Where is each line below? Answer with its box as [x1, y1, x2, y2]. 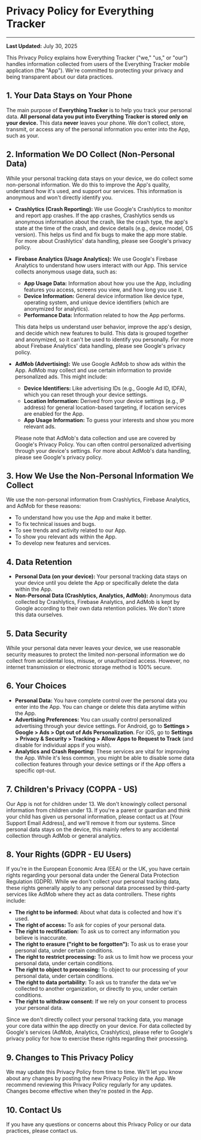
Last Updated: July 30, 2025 [6, 42, 78, 49]
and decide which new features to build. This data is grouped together [14, 329, 188, 336]
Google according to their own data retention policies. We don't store [14, 604, 185, 612]
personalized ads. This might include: [14, 373, 108, 380]
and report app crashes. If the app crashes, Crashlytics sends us [14, 212, 175, 219]
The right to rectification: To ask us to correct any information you [14, 928, 180, 935]
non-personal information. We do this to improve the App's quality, [6, 181, 170, 188]
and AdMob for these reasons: [6, 503, 81, 510]
